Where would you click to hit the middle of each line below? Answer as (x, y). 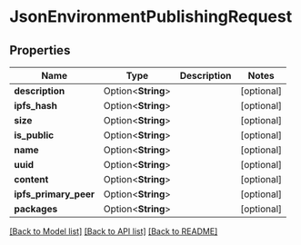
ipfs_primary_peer (55, 194)
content (31, 179)
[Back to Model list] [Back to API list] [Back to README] (114, 231)
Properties (40, 50)
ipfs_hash (35, 106)
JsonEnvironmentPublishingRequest (151, 17)
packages (36, 209)
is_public (34, 135)
